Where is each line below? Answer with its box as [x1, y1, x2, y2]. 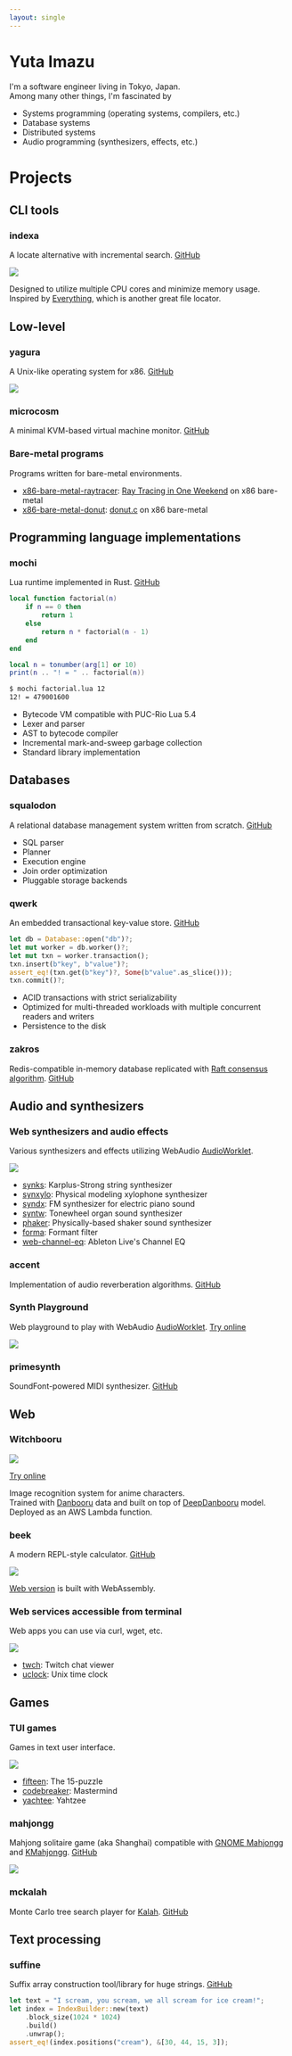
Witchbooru [9, 1433, 62, 1446]
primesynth [9, 1360, 61, 1373]
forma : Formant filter [21, 1227, 99, 1238]
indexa [9, 229, 40, 242]
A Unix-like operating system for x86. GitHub [9, 367, 174, 377]
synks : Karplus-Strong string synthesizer [21, 1179, 173, 1191]
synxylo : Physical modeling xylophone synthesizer [21, 1189, 207, 1200]
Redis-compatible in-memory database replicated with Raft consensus [9, 1063, 269, 1074]
